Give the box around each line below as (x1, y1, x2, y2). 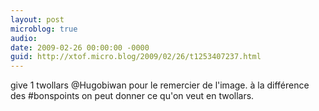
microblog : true (10, 24, 78, 34)
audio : (10, 33, 38, 43)
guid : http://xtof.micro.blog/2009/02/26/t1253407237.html (10, 52, 262, 62)
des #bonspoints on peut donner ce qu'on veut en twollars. (10, 90, 255, 102)
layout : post (10, 14, 65, 25)
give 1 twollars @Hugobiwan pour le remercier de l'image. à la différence (10, 79, 310, 91)
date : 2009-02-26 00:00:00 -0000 (10, 42, 150, 53)
